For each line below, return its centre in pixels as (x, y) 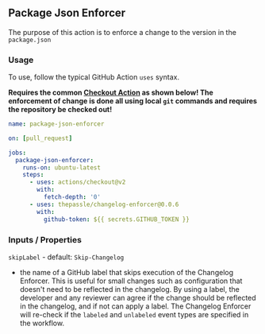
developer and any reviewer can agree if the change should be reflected (138, 297)
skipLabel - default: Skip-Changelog (66, 257)
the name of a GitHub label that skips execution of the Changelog (127, 272)
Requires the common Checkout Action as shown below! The (111, 93)
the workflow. (42, 323)
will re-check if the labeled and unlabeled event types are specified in (134, 314)
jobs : (17, 153)
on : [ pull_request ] (40, 138)
